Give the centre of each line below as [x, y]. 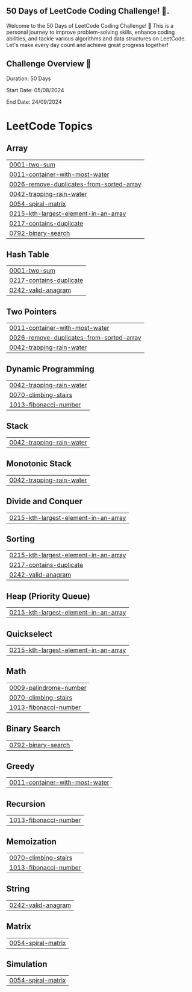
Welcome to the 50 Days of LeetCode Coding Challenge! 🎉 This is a [90, 25]
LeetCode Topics [50, 126]
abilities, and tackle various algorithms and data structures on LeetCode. [96, 38]
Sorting [20, 539]
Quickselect [29, 634]
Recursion [26, 804]
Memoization [32, 842]
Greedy [20, 766]
